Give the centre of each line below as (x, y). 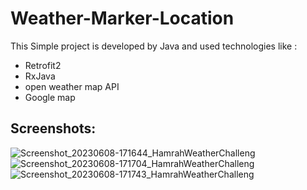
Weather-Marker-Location (122, 18)
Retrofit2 (43, 65)
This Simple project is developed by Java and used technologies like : (154, 46)
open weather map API (72, 86)
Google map (50, 97)
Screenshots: (53, 128)
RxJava (40, 76)
